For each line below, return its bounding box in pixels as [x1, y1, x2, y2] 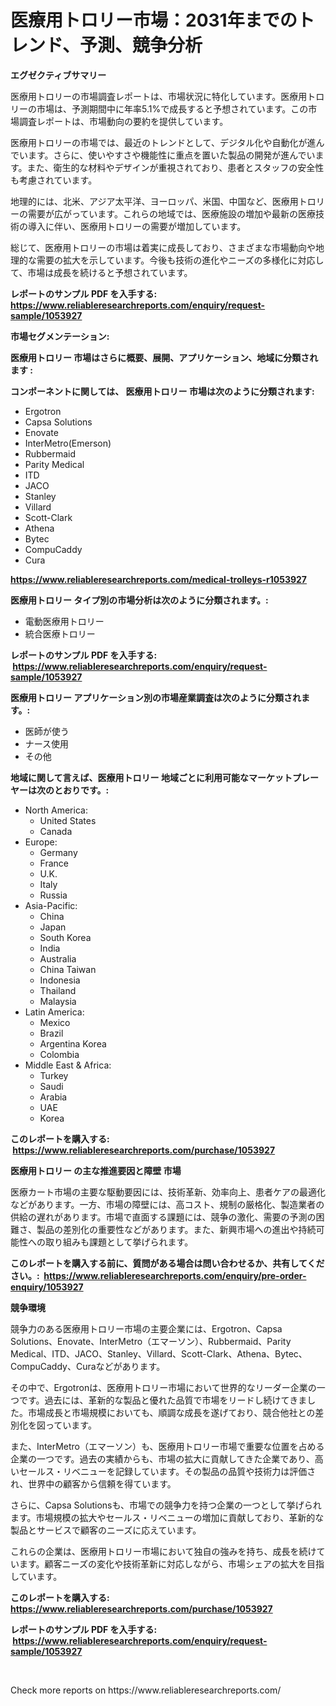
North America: [24, 804, 88, 816]
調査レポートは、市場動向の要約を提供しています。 [18, 115, 229, 127]
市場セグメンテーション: [10, 330, 110, 342]
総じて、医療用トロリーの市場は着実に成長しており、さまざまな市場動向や [10, 241, 316, 253]
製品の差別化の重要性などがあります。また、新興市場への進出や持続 [36, 1223, 317, 1235]
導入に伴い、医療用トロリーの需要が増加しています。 [27, 220, 247, 232]
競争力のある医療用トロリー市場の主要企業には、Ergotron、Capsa [10, 1322, 283, 1335]
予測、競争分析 [79, 34, 203, 57]
